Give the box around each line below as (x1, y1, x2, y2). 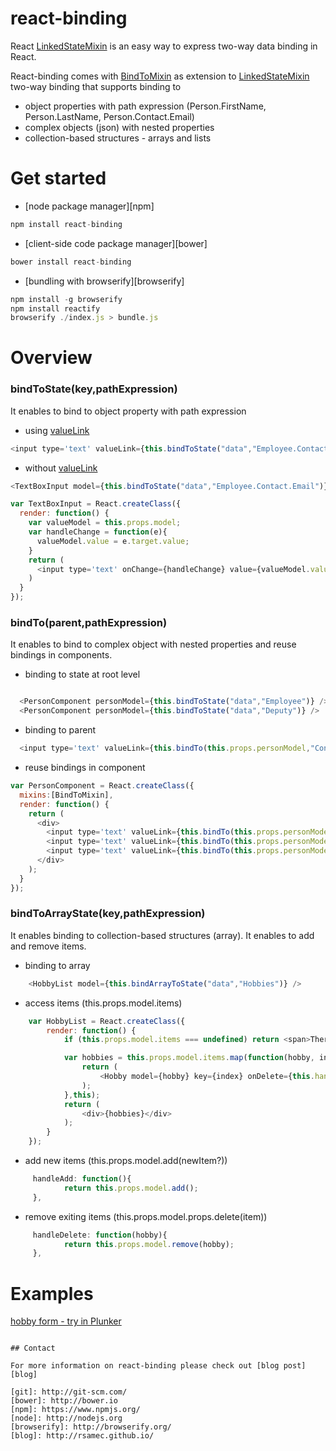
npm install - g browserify (10, 294, 123, 304)
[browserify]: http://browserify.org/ (10, 1422, 172, 1432)
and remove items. (10, 940, 87, 952)
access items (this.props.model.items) (24, 997, 183, 1009)
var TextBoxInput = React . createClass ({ (10, 499, 182, 509)
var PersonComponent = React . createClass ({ (10, 781, 195, 791)
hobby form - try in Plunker (10, 1315, 122, 1327)
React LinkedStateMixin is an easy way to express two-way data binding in (10, 40, 318, 52)
